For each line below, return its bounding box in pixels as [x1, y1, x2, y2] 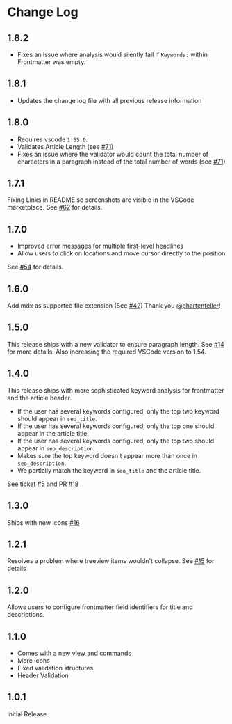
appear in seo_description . [17, 443, 95, 452]
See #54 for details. [7, 262, 64, 271]
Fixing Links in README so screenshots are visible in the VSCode [7, 196, 194, 204]
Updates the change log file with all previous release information [17, 96, 202, 104]
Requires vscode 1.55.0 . [17, 135, 88, 143]
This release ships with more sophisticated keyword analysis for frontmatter [7, 386, 224, 394]
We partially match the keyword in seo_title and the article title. [17, 466, 201, 474]
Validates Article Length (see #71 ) [17, 142, 114, 150]
